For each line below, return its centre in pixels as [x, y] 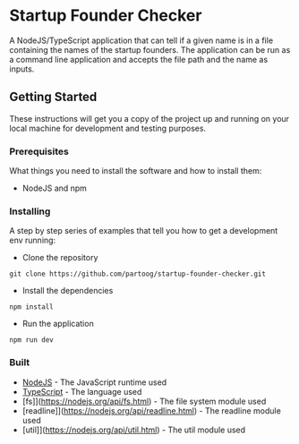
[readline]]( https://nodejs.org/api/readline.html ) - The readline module [152, 410]
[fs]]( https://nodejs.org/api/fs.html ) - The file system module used [144, 401]
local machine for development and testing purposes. [108, 128]
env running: [33, 240]
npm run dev [31, 340]
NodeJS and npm [55, 188]
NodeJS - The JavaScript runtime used [94, 382]
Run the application [58, 324]
